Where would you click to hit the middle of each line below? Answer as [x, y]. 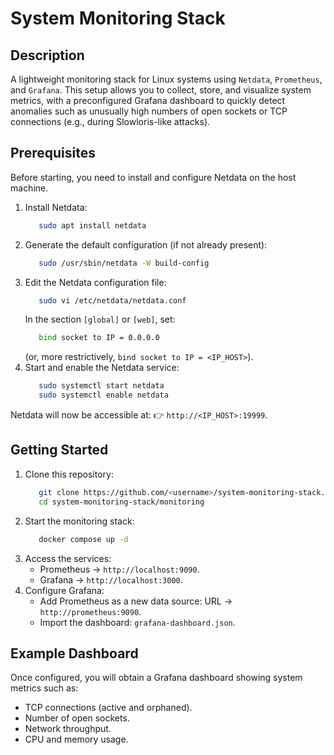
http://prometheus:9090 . [90, 611]
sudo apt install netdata [92, 225]
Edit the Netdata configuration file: [95, 282]
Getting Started [59, 450]
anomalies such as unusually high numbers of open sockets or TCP [149, 111]
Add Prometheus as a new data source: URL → [136, 601]
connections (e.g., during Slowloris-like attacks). [110, 121]
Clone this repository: [69, 474]
